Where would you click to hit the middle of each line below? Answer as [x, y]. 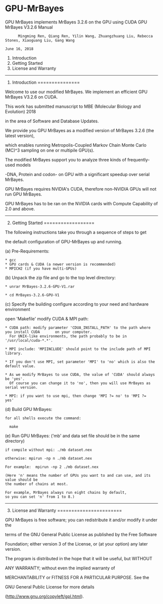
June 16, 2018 [19, 49]
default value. [20, 366]
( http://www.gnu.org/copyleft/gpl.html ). [44, 596]
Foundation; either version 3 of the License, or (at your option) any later [76, 544]
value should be [21, 480]
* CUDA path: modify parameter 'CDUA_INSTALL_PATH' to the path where [78, 328]
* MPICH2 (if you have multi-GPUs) [41, 269]
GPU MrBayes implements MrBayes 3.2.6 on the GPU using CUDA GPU [76, 22]
